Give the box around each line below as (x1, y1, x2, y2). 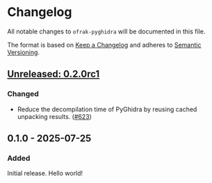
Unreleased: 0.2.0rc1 (7, 68, 100, 80)
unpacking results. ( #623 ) (17, 112, 92, 120)
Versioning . (7, 48, 40, 56)
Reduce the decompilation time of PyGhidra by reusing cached (17, 105, 197, 113)
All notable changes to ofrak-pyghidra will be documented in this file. (7, 27, 206, 35)
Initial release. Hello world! (7, 169, 83, 177)
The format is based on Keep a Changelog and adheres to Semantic (7, 40, 202, 49)
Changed (7, 89, 40, 99)
